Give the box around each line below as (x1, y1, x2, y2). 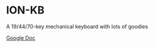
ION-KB (6, 4, 45, 17)
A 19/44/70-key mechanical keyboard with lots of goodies (6, 23, 149, 30)
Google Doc (6, 34, 36, 41)
